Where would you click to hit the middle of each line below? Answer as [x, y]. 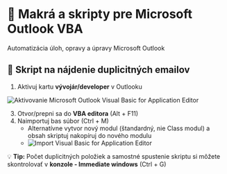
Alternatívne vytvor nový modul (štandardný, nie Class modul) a [119, 128]
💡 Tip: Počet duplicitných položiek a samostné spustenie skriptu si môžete [114, 156]
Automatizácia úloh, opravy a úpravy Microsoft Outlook [86, 48]
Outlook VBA [45, 29]
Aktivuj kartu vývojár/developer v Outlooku [79, 87]
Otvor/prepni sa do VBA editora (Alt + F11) [78, 113]
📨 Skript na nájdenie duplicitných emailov [99, 70]
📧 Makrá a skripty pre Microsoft [100, 14]
